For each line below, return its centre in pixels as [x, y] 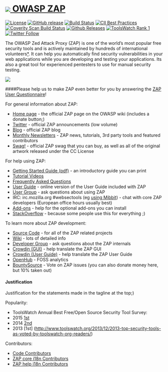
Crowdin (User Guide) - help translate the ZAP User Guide [72, 254]
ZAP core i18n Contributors [40, 359]
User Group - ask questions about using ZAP [59, 192]
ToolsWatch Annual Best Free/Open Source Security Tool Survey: [80, 313]
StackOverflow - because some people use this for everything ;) [79, 213]
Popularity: [16, 303]
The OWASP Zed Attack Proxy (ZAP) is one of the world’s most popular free [83, 43]
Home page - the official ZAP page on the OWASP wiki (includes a [81, 114]
